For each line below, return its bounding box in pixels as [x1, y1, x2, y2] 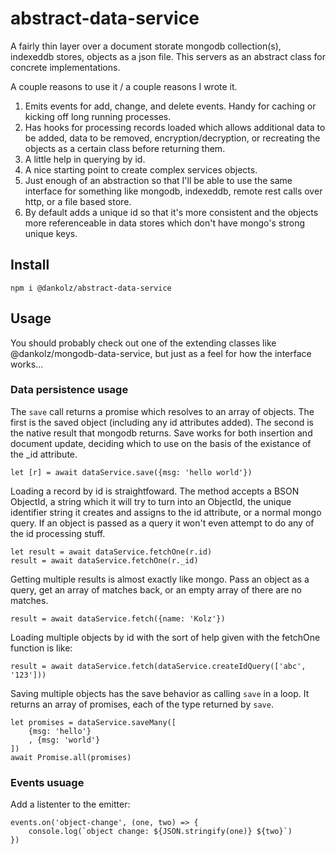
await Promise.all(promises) [10, 752, 132, 762]
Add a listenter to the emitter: [10, 798, 131, 811]
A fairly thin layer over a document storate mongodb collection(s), [10, 40, 282, 52]
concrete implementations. [10, 61, 121, 73]
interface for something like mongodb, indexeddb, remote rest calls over [24, 185, 323, 197]
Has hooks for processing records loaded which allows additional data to [24, 121, 326, 133]
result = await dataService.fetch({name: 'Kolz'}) [10, 613, 226, 624]
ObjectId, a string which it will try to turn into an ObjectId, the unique [10, 495, 292, 507]
